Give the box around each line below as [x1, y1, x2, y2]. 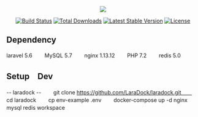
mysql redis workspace [6, 104, 66, 111]
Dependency [6, 35, 56, 45]
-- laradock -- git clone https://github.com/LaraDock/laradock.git [6, 88, 181, 96]
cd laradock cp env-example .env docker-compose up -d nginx [6, 96, 188, 104]
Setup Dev [6, 71, 53, 82]
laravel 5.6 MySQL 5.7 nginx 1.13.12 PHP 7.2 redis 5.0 [6, 52, 181, 59]
